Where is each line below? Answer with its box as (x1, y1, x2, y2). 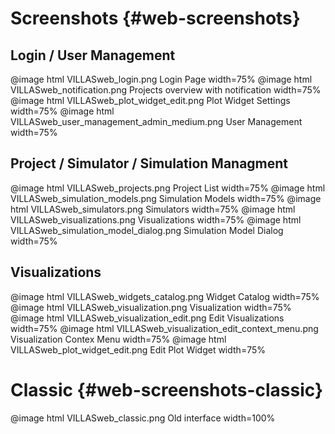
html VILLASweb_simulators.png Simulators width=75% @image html (10, 203, 296, 215)
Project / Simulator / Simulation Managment (10, 155, 289, 172)
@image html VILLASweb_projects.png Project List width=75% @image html (10, 182, 326, 194)
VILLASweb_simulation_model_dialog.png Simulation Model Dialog (10, 224, 284, 236)
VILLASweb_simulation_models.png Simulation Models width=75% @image (10, 192, 322, 204)
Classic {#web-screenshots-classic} (10, 378, 324, 401)
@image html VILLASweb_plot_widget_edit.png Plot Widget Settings (10, 95, 291, 106)
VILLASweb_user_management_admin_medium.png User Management (10, 116, 303, 127)
